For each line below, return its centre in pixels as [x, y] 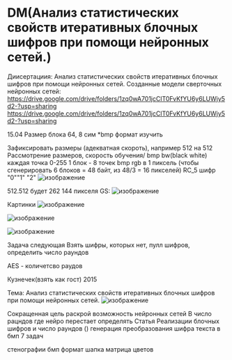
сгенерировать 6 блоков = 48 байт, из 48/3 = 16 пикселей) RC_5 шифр [111, 170]
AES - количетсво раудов [45, 265]
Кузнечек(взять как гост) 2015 [52, 279]
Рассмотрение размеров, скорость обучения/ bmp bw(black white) [107, 155]
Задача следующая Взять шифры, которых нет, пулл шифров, [99, 244]
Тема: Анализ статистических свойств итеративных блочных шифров [111, 292]
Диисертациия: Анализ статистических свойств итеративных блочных [113, 76]
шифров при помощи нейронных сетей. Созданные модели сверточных [115, 84]
